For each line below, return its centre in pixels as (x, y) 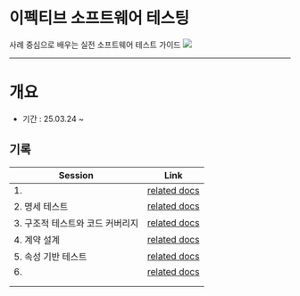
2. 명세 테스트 (41, 206)
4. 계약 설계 (37, 240)
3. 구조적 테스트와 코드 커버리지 (76, 223)
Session (76, 175)
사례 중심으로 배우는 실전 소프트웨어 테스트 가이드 (95, 45)
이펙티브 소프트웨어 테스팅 (100, 18)
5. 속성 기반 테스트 (50, 257)
